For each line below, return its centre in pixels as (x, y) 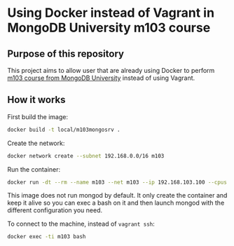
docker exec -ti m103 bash (47, 237)
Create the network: (36, 143)
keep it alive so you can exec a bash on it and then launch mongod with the (116, 203)
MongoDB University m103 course (109, 28)
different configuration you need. (55, 210)
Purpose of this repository (66, 54)
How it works (36, 100)
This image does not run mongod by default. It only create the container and (117, 196)
